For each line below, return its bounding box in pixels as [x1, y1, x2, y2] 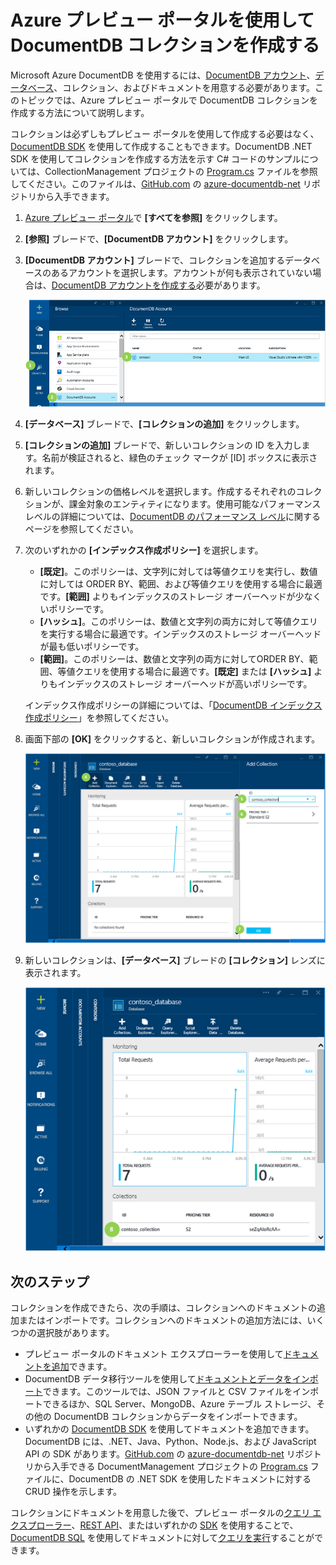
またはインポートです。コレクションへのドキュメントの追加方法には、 [18, 1314, 308, 1326]
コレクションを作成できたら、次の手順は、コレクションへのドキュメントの [10, 1301, 317, 1313]
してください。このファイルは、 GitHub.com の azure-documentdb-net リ [10, 177, 312, 190]
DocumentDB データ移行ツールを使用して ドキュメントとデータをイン [24, 1372, 310, 1385]
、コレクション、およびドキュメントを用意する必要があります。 [53, 81, 316, 93]
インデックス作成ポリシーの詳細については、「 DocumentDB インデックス [24, 699, 323, 711]
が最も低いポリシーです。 [39, 640, 145, 652]
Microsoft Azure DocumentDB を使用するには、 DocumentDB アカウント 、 [10, 69, 316, 81]
